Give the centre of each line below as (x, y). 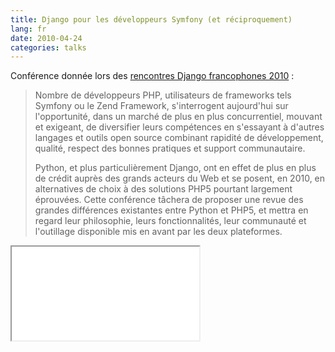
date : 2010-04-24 (46, 38)
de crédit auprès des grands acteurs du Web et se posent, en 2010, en (180, 178)
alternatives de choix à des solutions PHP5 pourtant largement (163, 189)
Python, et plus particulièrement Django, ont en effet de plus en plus (175, 168)
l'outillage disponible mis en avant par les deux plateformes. (158, 232)
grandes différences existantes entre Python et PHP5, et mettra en (171, 210)
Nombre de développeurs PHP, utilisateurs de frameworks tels (163, 95)
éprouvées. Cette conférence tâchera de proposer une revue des (169, 200)
